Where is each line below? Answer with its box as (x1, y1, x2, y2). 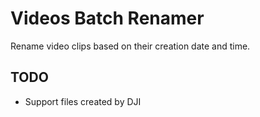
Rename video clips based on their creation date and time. (10, 40, 251, 52)
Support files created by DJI (24, 95, 142, 107)
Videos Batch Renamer (10, 7, 205, 30)
